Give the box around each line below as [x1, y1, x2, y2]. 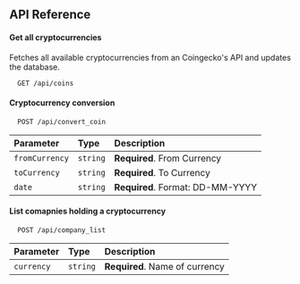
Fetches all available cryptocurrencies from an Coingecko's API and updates [9, 52, 291, 63]
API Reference [9, 7, 91, 22]
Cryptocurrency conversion [9, 97, 116, 108]
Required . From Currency [114, 152, 222, 164]
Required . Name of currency [104, 261, 226, 272]
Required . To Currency [114, 166, 210, 179]
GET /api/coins [17, 79, 74, 88]
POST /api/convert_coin [17, 117, 106, 126]
